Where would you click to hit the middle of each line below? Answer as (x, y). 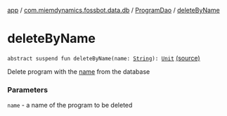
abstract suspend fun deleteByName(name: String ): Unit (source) (104, 58)
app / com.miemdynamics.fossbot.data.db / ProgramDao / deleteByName (113, 10)
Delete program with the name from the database (79, 71)
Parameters (27, 89)
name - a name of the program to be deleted (70, 105)
